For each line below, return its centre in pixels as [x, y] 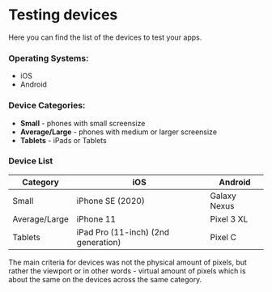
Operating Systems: [49, 58]
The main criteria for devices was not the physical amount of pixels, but [127, 262]
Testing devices [63, 15]
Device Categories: [47, 105]
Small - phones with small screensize [83, 123]
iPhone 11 [96, 218]
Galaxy [223, 196]
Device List [31, 161]
